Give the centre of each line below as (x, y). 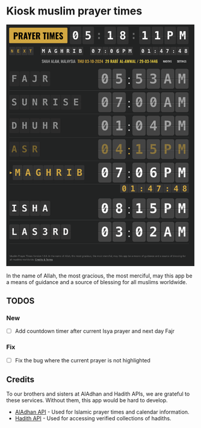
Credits (20, 380)
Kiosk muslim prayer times (74, 11)
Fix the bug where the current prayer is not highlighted (82, 360)
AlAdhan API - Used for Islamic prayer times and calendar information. (102, 412)
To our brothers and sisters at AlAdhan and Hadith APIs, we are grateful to (98, 394)
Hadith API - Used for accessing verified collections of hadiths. (93, 418)
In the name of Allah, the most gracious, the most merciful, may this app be (99, 276)
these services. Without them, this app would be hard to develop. (87, 400)
